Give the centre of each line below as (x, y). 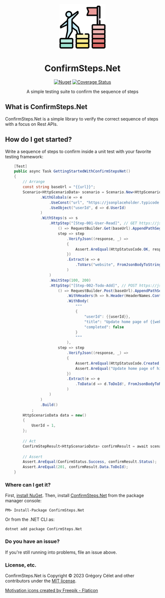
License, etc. (21, 565)
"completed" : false (104, 327)
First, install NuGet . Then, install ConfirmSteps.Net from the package (74, 496)
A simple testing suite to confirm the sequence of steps (82, 91)
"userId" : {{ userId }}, (108, 316)
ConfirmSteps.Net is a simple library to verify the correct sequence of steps (82, 119)
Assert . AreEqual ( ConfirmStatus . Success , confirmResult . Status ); (90, 462)
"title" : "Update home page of (116, 322)
